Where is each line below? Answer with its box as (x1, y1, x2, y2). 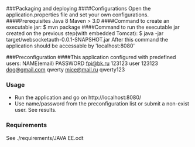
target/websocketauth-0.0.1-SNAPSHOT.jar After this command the (6, 36, 169, 43)
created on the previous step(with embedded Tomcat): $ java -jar (6, 30, 164, 37)
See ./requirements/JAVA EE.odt (6, 134, 84, 141)
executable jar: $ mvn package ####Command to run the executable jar (6, 23, 180, 30)
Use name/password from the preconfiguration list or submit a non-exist (14, 100, 189, 107)
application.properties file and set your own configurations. (6, 11, 149, 18)
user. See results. (14, 107, 57, 114)
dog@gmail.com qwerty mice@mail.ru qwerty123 (6, 66, 125, 73)
